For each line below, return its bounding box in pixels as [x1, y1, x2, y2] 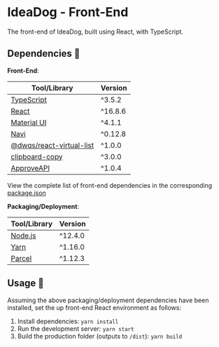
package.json [7, 189, 47, 197]
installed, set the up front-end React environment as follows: [7, 303, 182, 312]
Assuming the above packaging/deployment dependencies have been [7, 296, 209, 304]
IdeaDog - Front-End [7, 4, 129, 20]
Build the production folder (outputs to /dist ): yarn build [17, 332, 183, 340]
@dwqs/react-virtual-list [10, 140, 94, 150]
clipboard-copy [10, 151, 63, 161]
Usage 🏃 [7, 278, 44, 290]
